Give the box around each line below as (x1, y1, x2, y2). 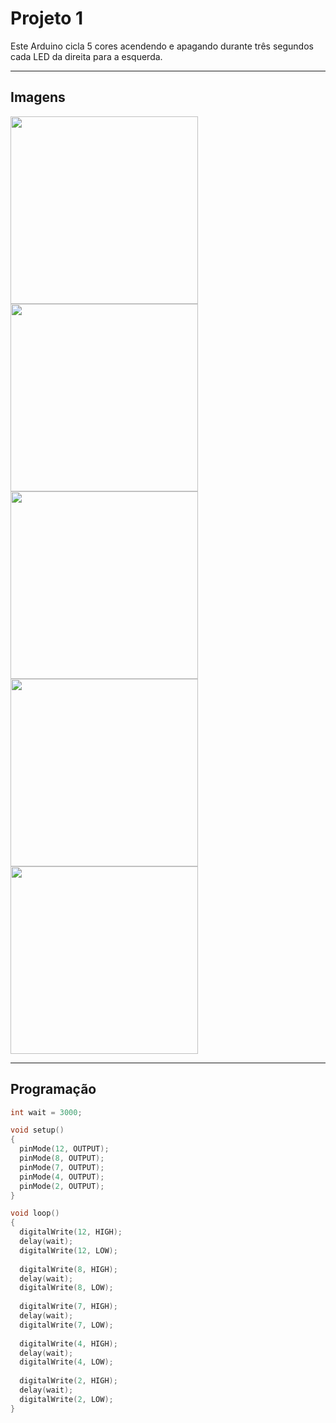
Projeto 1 (10, 7, 84, 30)
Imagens (10, 89, 66, 106)
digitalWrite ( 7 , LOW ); (19, 1320, 114, 1330)
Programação (10, 1081, 97, 1098)
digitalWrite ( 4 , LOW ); (19, 1357, 114, 1367)
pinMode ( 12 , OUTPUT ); (19, 1144, 110, 1154)
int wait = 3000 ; (10, 1107, 83, 1117)
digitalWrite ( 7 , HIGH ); (19, 1302, 118, 1312)
